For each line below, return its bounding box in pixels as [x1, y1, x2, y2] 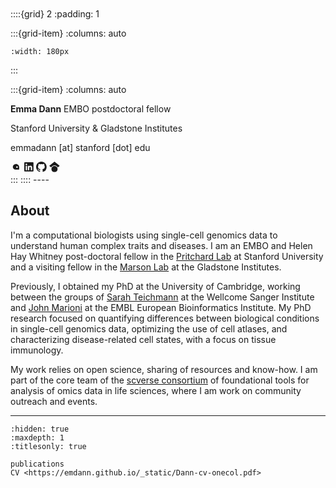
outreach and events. [10, 395, 98, 407]
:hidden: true [10, 424, 70, 434]
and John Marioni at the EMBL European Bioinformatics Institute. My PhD [10, 301, 312, 313]
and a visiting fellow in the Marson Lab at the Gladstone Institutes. [10, 261, 282, 273]
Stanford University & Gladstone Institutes [10, 122, 183, 134]
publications [10, 459, 65, 469]
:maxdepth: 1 [10, 432, 65, 443]
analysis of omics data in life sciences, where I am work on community [10, 384, 302, 396]
